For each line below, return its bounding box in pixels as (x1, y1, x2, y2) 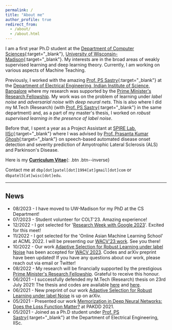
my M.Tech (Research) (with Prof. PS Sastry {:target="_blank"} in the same (5, 105, 162, 110)
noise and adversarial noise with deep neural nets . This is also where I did (5, 99, 162, 105)
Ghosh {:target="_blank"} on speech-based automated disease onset (5, 136, 150, 142)
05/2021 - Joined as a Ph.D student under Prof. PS (12, 308, 119, 315)
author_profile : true (5, 17, 52, 22)
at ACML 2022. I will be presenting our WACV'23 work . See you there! (12, 238, 161, 244)
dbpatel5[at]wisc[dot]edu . (5, 172, 62, 178)
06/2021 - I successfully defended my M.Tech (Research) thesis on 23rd (12, 276, 166, 282)
